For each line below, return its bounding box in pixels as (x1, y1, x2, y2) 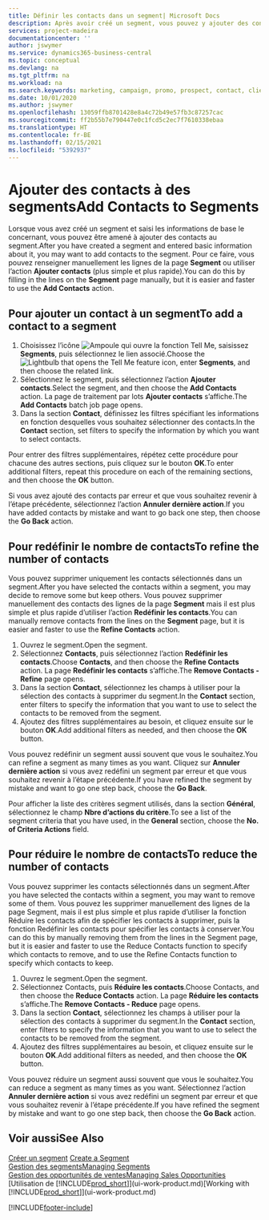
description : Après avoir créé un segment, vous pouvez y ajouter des (8, 19, 249, 27)
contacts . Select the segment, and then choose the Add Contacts (19, 383, 237, 393)
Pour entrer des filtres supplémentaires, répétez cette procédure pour (8, 450, 239, 459)
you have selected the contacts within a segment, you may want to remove (8, 890, 255, 899)
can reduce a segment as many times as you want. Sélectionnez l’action (8, 1083, 246, 1093)
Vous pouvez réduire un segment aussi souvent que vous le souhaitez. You (8, 1074, 254, 1084)
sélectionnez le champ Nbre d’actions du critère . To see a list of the (8, 807, 231, 817)
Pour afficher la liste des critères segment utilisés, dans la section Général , (8, 798, 256, 808)
